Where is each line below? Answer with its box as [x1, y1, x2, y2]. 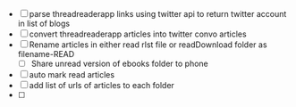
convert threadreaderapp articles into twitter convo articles [29, 29, 248, 39]
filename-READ [17, 49, 75, 59]
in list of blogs [17, 18, 70, 29]
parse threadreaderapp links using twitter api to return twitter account [29, 9, 287, 19]
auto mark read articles [29, 70, 114, 80]
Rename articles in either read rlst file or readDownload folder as [29, 39, 267, 50]
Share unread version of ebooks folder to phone [30, 58, 208, 69]
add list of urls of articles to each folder [29, 80, 174, 91]
